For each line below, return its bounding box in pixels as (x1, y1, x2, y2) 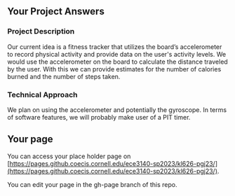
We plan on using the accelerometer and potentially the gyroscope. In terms (7, 105, 227, 114)
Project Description (7, 27, 75, 36)
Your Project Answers (7, 6, 105, 17)
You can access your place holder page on (7, 152, 131, 160)
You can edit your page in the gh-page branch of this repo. (7, 180, 177, 188)
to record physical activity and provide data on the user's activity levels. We (7, 50, 227, 58)
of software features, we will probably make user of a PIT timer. (7, 113, 191, 121)
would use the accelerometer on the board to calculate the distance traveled (7, 57, 228, 66)
